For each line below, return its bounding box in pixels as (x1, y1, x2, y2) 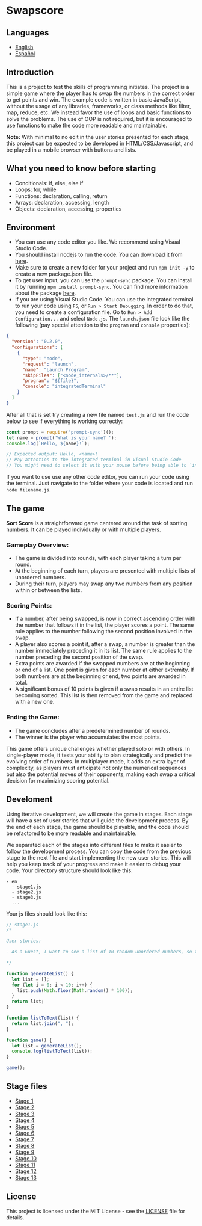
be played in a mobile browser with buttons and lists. (6, 146, 137, 153)
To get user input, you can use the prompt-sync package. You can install (14, 277, 193, 284)
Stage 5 (14, 1123, 35, 1130)
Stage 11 (14, 1161, 36, 1168)
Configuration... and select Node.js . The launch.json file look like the (14, 315, 190, 322)
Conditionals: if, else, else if (14, 179, 84, 186)
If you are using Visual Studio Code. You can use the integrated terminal (14, 296, 194, 303)
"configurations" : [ (11, 344, 63, 351)
